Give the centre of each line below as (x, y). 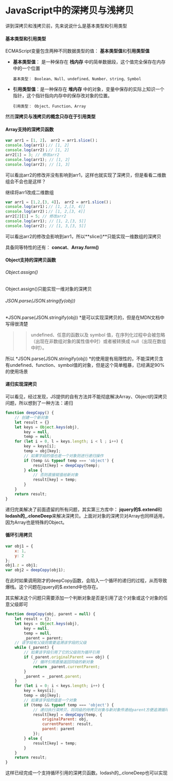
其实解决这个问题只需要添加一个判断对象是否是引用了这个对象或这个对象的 (84, 598)
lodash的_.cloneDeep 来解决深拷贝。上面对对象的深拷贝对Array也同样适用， (86, 516)
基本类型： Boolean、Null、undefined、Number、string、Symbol (77, 79)
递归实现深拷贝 (21, 384)
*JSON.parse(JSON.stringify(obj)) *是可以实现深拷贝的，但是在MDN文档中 (85, 317)
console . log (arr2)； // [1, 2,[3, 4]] (46, 211)
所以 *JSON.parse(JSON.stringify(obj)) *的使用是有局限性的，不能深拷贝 (82, 359)
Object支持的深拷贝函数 (31, 260)
